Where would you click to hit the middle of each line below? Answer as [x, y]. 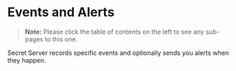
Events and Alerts [61, 12]
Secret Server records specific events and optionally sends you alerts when [118, 53]
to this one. [61, 39]
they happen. [27, 60]
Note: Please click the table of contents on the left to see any [114, 32]
